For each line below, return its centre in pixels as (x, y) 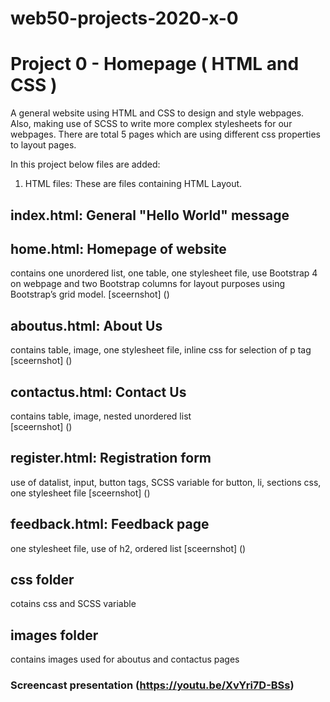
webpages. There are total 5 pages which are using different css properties (165, 134)
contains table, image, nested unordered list (101, 416)
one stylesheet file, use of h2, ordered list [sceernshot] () (128, 548)
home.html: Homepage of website (118, 248)
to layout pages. (43, 145)
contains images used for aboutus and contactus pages (125, 659)
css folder (42, 579)
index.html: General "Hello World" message (150, 215)
